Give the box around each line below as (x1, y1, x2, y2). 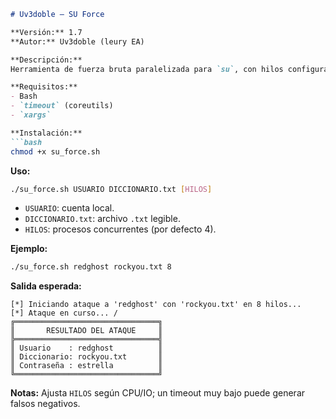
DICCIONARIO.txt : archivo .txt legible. (24, 213, 181, 225)
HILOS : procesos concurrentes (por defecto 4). (24, 223, 217, 235)
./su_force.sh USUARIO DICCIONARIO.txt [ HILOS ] (10, 184, 213, 194)
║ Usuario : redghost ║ (10, 343, 163, 354)
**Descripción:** (10, 55, 83, 65)
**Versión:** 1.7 (10, 27, 83, 37)
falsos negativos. (10, 398, 81, 410)
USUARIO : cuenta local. (24, 202, 115, 214)
